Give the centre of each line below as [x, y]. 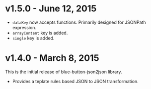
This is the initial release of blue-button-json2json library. [64, 72]
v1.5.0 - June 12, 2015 [51, 9]
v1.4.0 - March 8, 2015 [52, 58]
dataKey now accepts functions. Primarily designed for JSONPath [79, 22]
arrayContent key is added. [40, 33]
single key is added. [33, 38]
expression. [24, 27]
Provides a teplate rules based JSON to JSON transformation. [75, 81]
